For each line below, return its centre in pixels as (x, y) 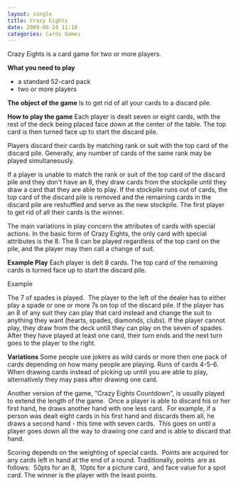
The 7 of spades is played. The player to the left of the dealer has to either (117, 298)
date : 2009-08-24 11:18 (43, 27)
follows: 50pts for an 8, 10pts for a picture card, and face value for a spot (117, 467)
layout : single (30, 14)
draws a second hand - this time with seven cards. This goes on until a (112, 423)
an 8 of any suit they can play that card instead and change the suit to (109, 313)
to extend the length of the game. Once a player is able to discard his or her (119, 401)
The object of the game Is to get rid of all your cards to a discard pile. (109, 103)
